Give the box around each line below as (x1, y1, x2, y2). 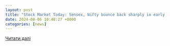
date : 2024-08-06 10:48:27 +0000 (5, 17, 76, 22)
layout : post (5, 7, 33, 13)
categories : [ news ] (5, 21, 47, 27)
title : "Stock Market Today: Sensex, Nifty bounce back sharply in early (5, 12, 165, 17)
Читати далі (5, 35, 31, 41)
